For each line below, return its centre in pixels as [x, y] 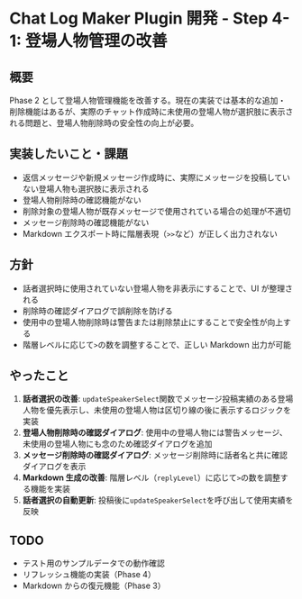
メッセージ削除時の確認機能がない [86, 222]
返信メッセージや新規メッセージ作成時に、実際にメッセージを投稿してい [156, 177]
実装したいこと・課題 [69, 154]
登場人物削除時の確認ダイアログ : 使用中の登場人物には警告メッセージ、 [155, 432]
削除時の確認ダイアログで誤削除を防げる [97, 311]
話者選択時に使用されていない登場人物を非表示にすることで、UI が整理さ [157, 288]
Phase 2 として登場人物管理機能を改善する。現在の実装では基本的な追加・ [148, 100]
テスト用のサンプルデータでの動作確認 [93, 563]
